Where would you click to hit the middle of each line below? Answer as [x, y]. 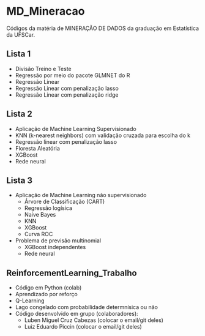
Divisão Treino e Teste [43, 69]
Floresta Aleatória [37, 148]
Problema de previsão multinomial [58, 241]
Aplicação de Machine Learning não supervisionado [81, 195]
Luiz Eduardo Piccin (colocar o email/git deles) [83, 327]
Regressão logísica [48, 208]
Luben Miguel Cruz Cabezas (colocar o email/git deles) [94, 320]
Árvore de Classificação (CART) [65, 202]
